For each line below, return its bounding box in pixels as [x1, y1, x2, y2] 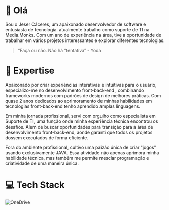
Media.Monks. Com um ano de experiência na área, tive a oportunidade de [5, 32, 161, 38]
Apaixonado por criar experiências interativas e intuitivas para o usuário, [5, 81, 157, 88]
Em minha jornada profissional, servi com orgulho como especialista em [5, 113, 156, 119]
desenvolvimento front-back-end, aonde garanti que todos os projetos [5, 129, 153, 135]
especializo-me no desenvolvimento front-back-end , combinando [5, 87, 144, 93]
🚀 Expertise [5, 65, 55, 76]
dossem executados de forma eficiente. [5, 134, 89, 141]
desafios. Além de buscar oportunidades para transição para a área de [5, 123, 153, 130]
